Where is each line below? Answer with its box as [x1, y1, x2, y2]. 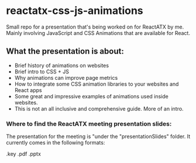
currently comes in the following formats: [6, 139, 105, 146]
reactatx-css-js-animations [6, 4, 143, 17]
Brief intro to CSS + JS [14, 68, 69, 75]
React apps [14, 86, 42, 94]
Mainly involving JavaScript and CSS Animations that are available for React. [6, 29, 190, 36]
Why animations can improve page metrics [14, 74, 118, 81]
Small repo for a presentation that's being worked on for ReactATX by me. [6, 23, 184, 30]
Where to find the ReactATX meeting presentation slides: [6, 119, 172, 127]
